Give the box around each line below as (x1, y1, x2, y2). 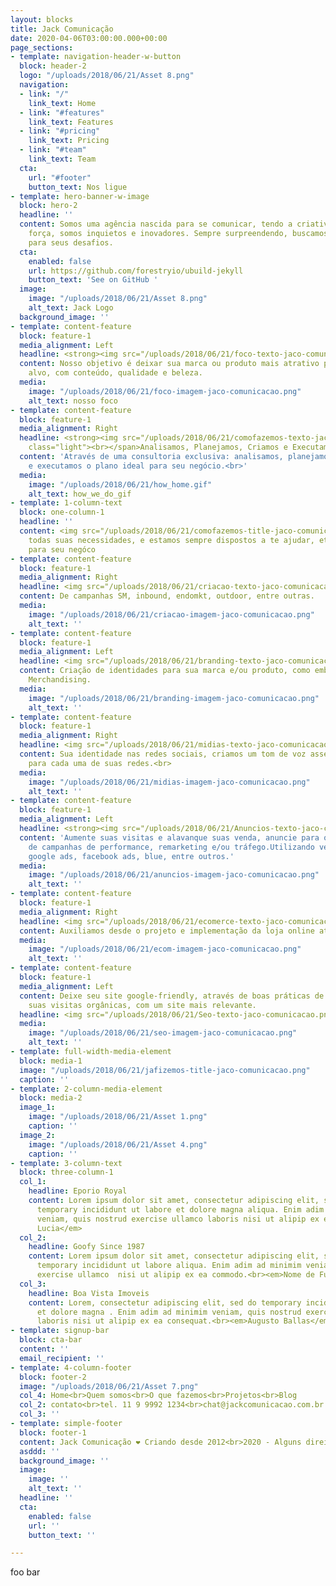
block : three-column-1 (19, 1167, 114, 1178)
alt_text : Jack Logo (28, 303, 114, 313)
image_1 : (19, 1102, 56, 1113)
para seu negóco (28, 544, 97, 555)
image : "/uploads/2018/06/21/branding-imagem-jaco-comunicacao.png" (28, 693, 320, 703)
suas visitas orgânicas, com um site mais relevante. (28, 1000, 257, 1010)
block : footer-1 (19, 1427, 87, 1438)
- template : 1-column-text (10, 498, 123, 508)
